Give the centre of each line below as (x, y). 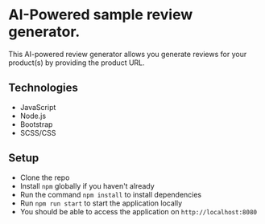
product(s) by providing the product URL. (77, 63)
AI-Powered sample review (101, 15)
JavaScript (38, 107)
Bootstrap (36, 124)
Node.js (33, 116)
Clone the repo (45, 177)
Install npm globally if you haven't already (87, 185)
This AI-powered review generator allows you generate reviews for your (128, 54)
